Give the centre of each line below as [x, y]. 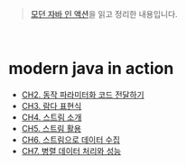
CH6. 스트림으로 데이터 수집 [71, 140]
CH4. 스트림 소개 [51, 117]
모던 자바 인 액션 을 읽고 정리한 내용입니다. [104, 14]
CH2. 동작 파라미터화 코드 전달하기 [83, 95]
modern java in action [91, 69]
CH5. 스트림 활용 [51, 128]
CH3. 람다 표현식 [51, 105]
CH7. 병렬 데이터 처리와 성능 [71, 151]
